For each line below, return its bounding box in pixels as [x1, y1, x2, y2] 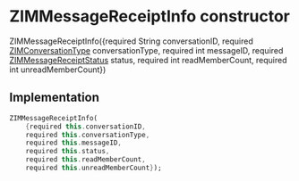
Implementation [9, 90, 100, 105]
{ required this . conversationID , [25, 122, 146, 131]
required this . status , [25, 147, 110, 156]
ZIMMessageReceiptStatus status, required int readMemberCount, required [9, 54, 287, 65]
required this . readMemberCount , [25, 155, 146, 164]
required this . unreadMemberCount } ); [25, 163, 163, 172]
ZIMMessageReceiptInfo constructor [9, 6, 291, 27]
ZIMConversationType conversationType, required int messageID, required [9, 45, 284, 55]
